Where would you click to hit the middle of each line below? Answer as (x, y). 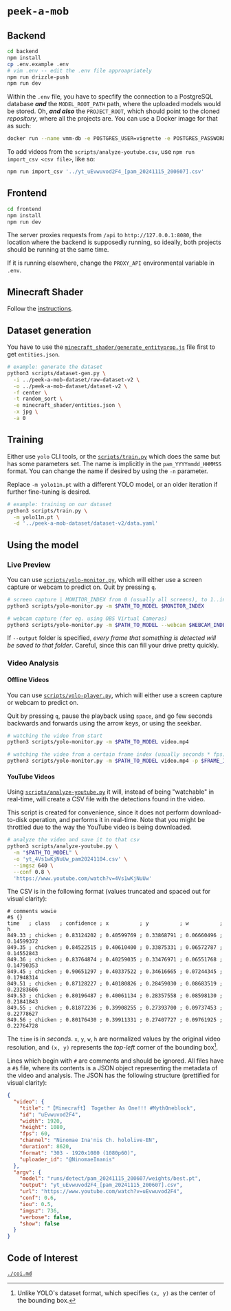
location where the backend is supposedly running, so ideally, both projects (114, 242)
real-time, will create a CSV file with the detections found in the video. (106, 799)
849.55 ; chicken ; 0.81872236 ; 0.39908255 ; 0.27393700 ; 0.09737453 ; (115, 1008)
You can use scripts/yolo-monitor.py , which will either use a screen (104, 579)
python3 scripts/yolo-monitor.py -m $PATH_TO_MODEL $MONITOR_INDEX (106, 606)
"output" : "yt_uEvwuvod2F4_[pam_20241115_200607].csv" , (101, 1185)
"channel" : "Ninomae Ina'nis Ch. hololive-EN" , (89, 1140)
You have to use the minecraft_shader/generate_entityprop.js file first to (111, 347)
